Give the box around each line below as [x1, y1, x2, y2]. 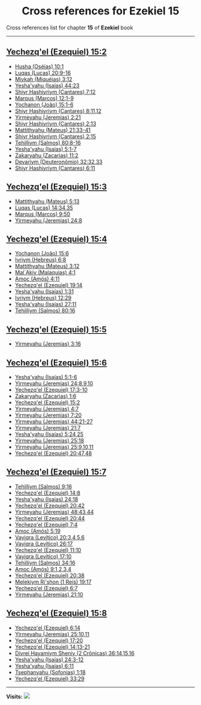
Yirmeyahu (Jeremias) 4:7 [14, 405, 79, 412]
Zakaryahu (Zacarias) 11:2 [14, 151, 79, 159]
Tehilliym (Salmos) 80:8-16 [14, 139, 81, 146]
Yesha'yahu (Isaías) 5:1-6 [14, 374, 78, 380]
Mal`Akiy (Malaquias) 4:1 [14, 269, 76, 276]
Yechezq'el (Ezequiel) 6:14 [14, 624, 81, 631]
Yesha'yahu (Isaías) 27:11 [14, 301, 77, 308]
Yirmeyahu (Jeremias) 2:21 [14, 114, 81, 121]
